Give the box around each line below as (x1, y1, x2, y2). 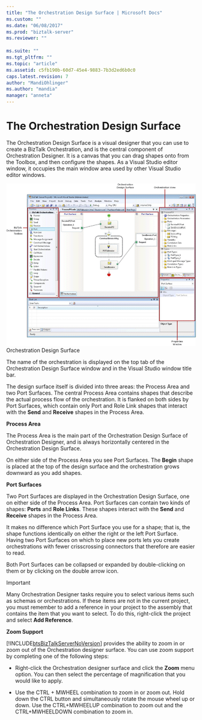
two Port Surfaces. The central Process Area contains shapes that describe (6, 389, 194, 397)
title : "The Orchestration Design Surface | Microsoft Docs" (6, 10, 163, 16)
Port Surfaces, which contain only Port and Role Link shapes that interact (6, 402, 188, 409)
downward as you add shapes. (6, 469, 82, 476)
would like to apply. (14, 677, 63, 684)
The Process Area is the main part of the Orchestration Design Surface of (6, 432, 188, 439)
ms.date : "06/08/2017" (6, 22, 63, 28)
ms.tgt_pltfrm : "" (6, 54, 52, 60)
